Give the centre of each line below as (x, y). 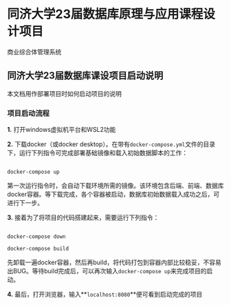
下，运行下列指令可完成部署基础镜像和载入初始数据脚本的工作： (97, 153)
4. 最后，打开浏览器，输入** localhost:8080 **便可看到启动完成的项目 (105, 295)
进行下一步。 (25, 203)
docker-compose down (37, 237)
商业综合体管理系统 (34, 52)
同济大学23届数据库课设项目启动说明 (85, 76)
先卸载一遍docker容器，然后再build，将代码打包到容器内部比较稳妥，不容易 (114, 262)
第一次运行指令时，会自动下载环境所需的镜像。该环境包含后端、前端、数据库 (115, 186)
